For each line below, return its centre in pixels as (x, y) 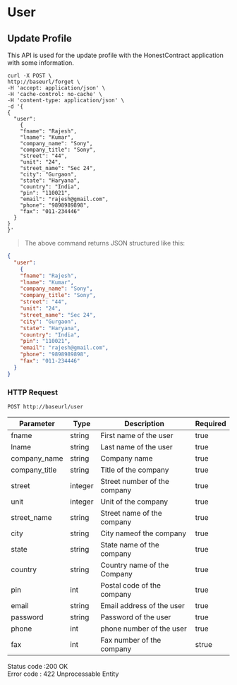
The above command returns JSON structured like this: (105, 243)
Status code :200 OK (38, 666)
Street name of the (131, 513)
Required (211, 423)
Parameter (37, 423)
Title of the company (135, 470)
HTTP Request (33, 392)
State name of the (130, 545)
